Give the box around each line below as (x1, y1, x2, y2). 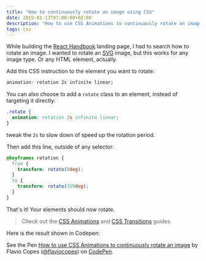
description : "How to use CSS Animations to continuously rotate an (6, 20, 185, 26)
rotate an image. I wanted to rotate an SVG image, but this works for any (6, 50, 189, 57)
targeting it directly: (6, 97, 56, 105)
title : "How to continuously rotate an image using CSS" (6, 9, 155, 15)
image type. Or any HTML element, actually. (6, 56, 118, 63)
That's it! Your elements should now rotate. (6, 205, 115, 213)
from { (12, 160, 29, 167)
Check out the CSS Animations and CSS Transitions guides (21, 218, 170, 225)
